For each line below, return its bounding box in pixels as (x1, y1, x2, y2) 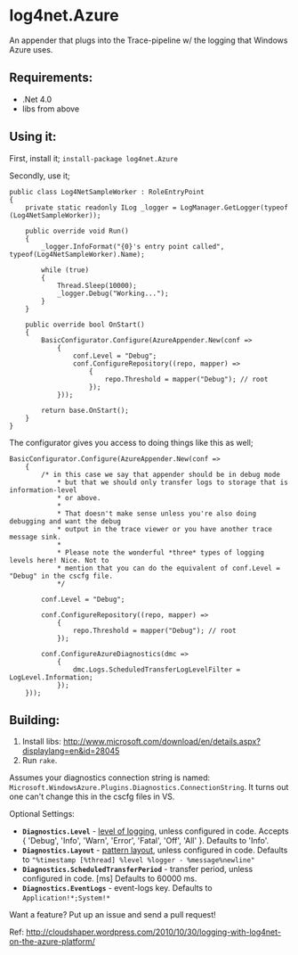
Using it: (9, 129, 57, 144)
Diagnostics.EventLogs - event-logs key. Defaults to (21, 883, 213, 893)
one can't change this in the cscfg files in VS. (9, 791, 175, 803)
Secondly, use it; (9, 170, 71, 181)
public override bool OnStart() (25, 320, 145, 329)
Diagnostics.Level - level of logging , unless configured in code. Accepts (21, 826, 289, 836)
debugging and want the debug (9, 516, 122, 526)
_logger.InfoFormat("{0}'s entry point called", (41, 242, 225, 251)
